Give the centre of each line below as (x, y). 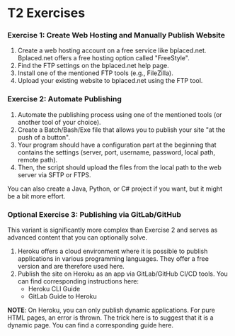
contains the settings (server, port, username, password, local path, (116, 152)
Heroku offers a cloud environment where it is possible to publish (113, 251)
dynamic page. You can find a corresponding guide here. (90, 325)
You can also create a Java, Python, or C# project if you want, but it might (115, 189)
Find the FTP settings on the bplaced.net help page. (93, 66)
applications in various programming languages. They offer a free (113, 259)
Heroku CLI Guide (54, 289)
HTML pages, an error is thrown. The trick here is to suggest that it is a (110, 318)
